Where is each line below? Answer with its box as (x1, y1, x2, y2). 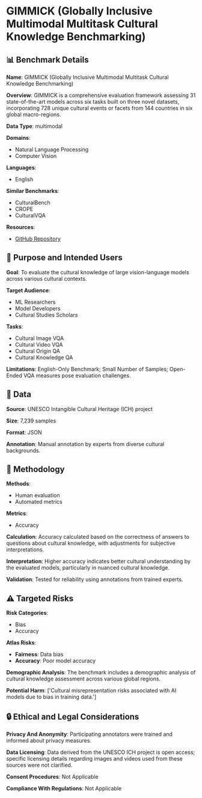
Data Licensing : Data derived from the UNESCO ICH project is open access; (6, 749, 195, 756)
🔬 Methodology (6, 464, 65, 474)
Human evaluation (14, 492, 60, 499)
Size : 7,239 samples (6, 417, 57, 424)
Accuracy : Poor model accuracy (14, 657, 96, 664)
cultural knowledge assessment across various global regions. (6, 675, 161, 682)
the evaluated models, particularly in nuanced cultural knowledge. (6, 564, 170, 571)
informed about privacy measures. (6, 737, 92, 744)
